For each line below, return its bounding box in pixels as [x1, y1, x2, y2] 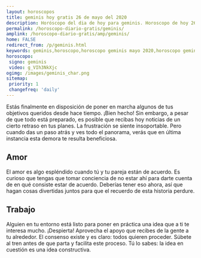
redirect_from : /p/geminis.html [6, 43, 87, 48]
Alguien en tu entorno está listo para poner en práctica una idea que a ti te [6, 220, 190, 227]
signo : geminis [8, 59, 47, 65]
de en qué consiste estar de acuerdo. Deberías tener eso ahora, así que [6, 181, 183, 188]
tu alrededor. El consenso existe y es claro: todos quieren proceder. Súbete [6, 233, 191, 240]
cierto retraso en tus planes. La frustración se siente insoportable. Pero [6, 122, 182, 129]
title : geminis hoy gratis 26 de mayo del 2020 [6, 14, 127, 20]
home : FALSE [6, 37, 36, 43]
